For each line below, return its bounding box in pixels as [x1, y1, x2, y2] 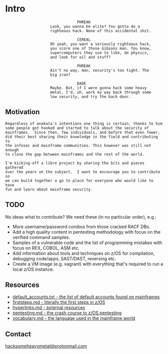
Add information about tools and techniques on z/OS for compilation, [12, 250, 155, 256]
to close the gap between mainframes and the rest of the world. [5, 151, 144, 157]
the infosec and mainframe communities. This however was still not [5, 143, 151, 148]
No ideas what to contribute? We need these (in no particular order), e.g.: [5, 214, 157, 220]
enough [5, 147, 19, 152]
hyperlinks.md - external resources [12, 304, 85, 311]
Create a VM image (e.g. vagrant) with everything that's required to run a [12, 261, 163, 267]
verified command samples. [12, 234, 70, 240]
